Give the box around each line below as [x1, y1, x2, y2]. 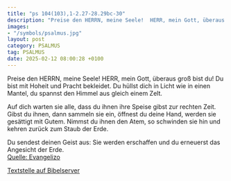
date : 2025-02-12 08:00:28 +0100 [7, 55, 104, 62]
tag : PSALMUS [7, 49, 45, 56]
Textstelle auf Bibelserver [7, 166, 80, 174]
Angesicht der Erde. [7, 145, 65, 153]
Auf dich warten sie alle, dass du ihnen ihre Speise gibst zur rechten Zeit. [7, 102, 216, 111]
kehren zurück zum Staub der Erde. [7, 124, 109, 132]
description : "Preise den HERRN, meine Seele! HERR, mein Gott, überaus [7, 17, 225, 24]
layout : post [7, 36, 45, 43]
